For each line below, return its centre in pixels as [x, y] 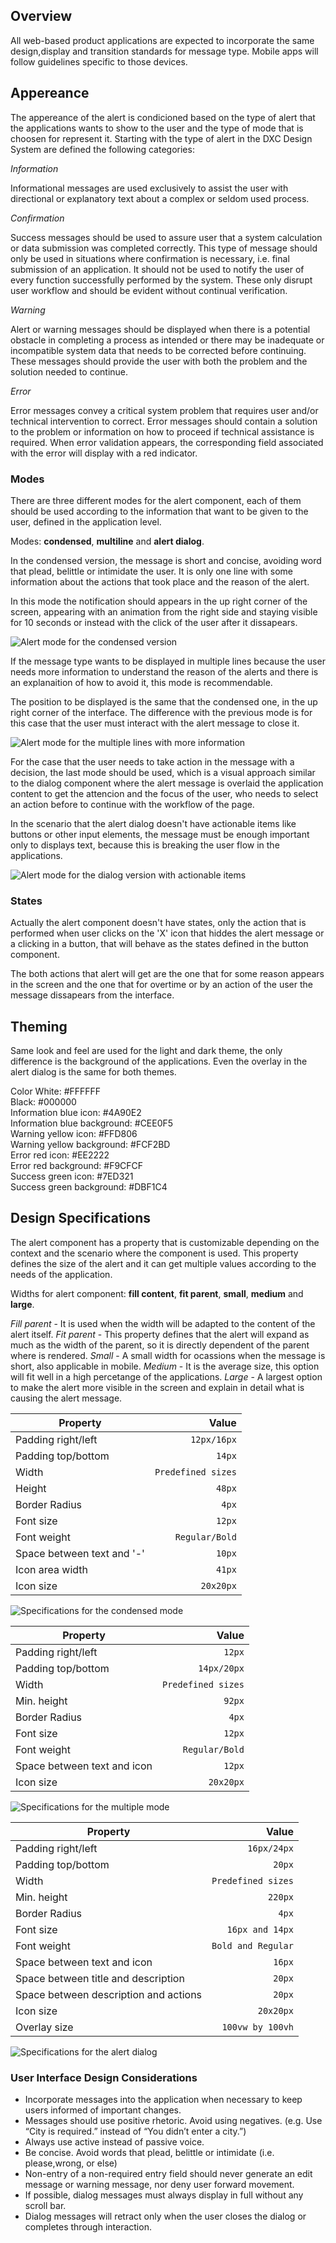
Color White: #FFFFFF [56, 1091]
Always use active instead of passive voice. [114, 2142]
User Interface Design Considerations [104, 2077]
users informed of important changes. [103, 2110]
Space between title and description [100, 1978]
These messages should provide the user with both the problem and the [159, 361]
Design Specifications [81, 1218]
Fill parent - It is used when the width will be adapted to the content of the [163, 1323]
